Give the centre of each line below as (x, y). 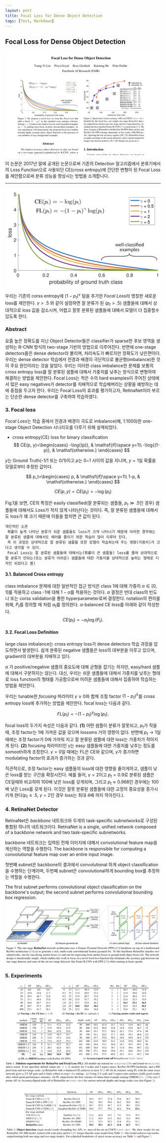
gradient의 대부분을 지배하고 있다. (38, 656)
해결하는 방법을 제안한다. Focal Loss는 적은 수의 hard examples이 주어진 (76, 378)
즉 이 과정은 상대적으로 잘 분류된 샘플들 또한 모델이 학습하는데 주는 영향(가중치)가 (81, 542)
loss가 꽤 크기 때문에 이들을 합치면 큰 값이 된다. (56, 516)
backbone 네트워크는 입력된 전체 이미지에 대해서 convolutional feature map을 (81, 842)
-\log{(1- (151, 445)
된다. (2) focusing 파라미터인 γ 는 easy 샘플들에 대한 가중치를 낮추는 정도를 (83, 746)
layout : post (19, 10)
